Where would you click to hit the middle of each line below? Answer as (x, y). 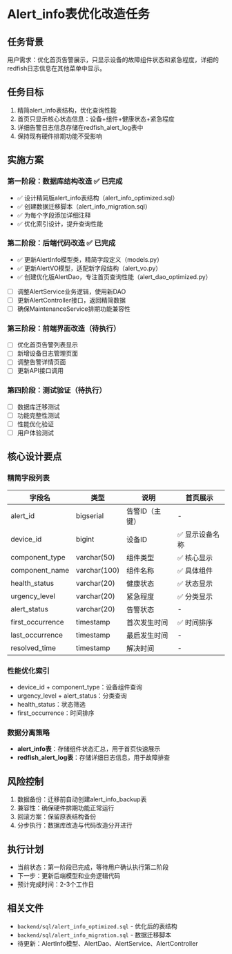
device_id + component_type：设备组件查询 (80, 687)
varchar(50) (95, 557)
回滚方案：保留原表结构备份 (57, 817)
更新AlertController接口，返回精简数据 (71, 300)
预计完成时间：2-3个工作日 (56, 884)
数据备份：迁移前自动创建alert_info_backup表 (82, 799)
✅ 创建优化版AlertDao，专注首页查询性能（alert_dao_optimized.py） (114, 276)
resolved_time (33, 648)
